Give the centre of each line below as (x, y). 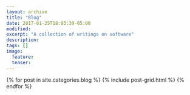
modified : (19, 29)
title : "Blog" (24, 18)
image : (15, 51)
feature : (23, 57)
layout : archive (27, 12)
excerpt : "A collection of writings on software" (70, 34)
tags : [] (17, 46)
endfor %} (19, 86)
